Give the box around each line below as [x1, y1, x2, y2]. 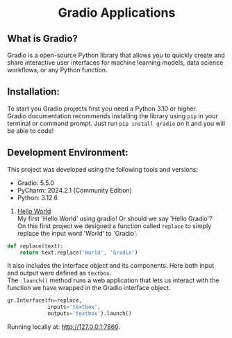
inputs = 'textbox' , [47, 304, 101, 311]
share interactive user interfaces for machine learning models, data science [7, 58, 224, 67]
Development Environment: [7, 147, 129, 159]
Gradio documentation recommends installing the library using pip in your [7, 111, 219, 120]
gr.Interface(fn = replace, [7, 297, 82, 304]
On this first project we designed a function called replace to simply [17, 221, 212, 230]
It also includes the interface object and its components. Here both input [7, 261, 215, 270]
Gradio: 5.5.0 [17, 179, 54, 187]
